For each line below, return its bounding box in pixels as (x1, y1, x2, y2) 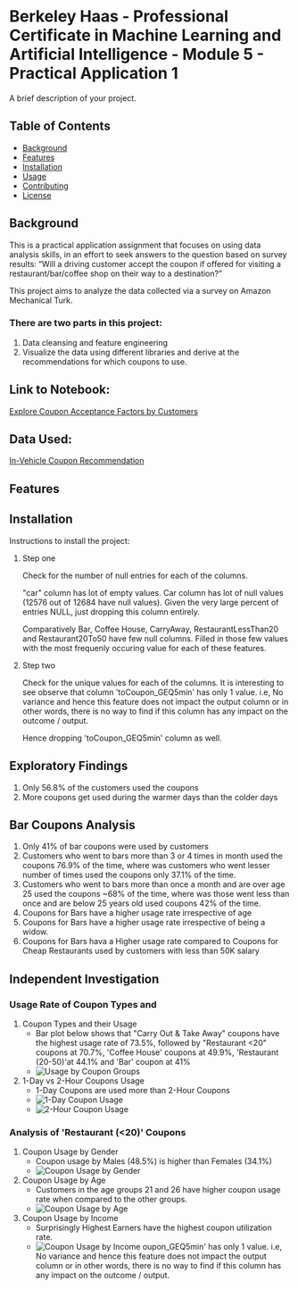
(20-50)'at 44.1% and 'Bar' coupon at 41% (35, 1057, 191, 1067)
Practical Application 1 (9, 63, 178, 84)
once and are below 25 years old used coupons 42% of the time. (21, 898, 261, 908)
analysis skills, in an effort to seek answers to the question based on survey (9, 248, 287, 260)
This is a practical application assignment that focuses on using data (9, 239, 261, 250)
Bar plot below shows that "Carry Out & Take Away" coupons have (35, 1028, 280, 1038)
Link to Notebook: (9, 382, 111, 398)
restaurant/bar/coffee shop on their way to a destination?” (9, 268, 223, 279)
